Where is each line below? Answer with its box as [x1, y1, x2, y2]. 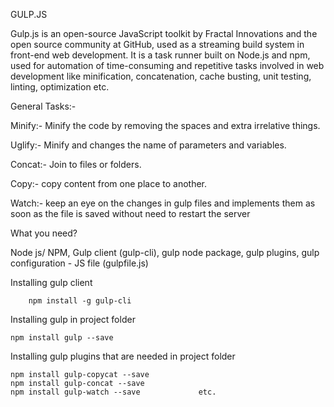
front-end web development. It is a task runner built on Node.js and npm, [10, 49, 311, 61]
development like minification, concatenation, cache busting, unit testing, [10, 70, 312, 82]
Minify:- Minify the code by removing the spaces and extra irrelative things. [10, 120, 321, 131]
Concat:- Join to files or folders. [10, 159, 142, 170]
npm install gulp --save [10, 333, 114, 343]
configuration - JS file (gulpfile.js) [10, 257, 149, 269]
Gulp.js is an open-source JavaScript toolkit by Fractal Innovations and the [10, 28, 318, 39]
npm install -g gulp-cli [28, 296, 132, 306]
